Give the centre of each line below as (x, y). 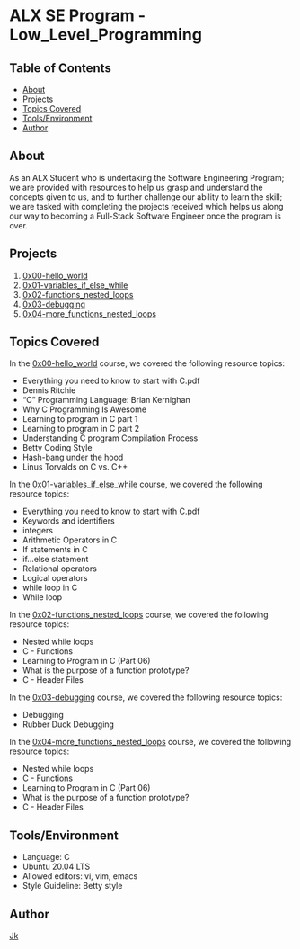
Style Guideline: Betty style (72, 886)
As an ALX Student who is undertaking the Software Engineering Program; (147, 177)
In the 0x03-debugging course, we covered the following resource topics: (146, 697)
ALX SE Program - (78, 16)
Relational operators (59, 569)
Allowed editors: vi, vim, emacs (80, 876)
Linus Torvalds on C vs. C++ (75, 467)
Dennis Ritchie (49, 390)
